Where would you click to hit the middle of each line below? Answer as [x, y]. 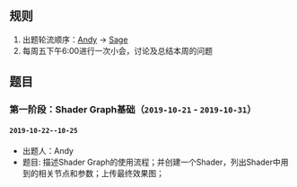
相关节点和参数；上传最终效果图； [101, 174]
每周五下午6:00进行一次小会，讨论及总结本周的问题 [118, 50]
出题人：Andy [48, 151]
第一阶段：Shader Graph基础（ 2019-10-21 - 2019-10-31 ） [133, 110]
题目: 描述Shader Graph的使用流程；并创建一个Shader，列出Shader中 [151, 162]
